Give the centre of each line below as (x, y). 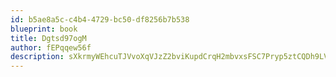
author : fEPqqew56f (51, 47)
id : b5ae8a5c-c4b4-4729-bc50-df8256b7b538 (100, 19)
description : (37, 57)
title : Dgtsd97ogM (48, 38)
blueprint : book (44, 29)
